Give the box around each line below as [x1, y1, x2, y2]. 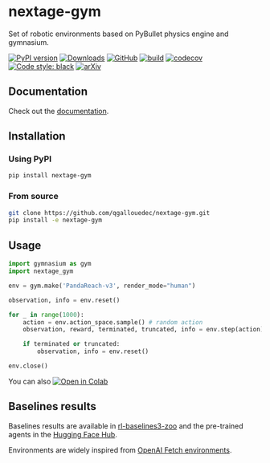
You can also [8, 376, 51, 386]
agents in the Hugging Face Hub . [8, 429, 118, 439]
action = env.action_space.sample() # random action [22, 318, 203, 327]
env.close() [8, 362, 48, 371]
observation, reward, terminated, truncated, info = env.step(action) [22, 326, 264, 334]
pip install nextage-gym [8, 172, 92, 180]
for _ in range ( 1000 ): [8, 311, 84, 319]
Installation [8, 129, 66, 143]
